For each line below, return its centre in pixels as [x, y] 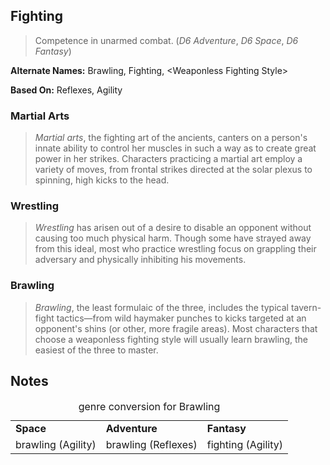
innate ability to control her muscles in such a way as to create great [175, 148]
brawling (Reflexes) [151, 444]
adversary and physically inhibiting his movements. [140, 260]
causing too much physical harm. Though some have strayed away [173, 238]
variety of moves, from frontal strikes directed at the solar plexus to [173, 170]
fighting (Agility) [245, 444]
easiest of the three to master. [96, 350]
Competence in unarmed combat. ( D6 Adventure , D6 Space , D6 [166, 40]
